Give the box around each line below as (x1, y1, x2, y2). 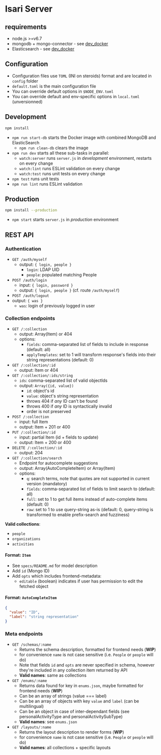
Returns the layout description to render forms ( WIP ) (19, 729, 124, 735)
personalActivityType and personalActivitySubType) (19, 714, 123, 720)
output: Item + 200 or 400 (19, 440, 72, 446)
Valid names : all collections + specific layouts (19, 745, 111, 751)
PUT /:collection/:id (12, 430, 56, 435)
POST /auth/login (12, 278, 47, 283)
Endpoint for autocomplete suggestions (19, 460, 98, 466)
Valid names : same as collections (19, 672, 87, 678)
